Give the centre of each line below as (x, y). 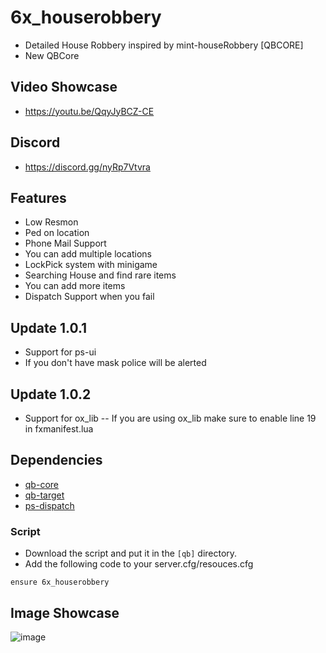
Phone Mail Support (65, 243)
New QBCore (52, 55)
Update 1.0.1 (49, 327)
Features (38, 197)
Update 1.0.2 (51, 394)
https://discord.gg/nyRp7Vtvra (87, 167)
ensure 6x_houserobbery (60, 582)
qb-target (44, 495)
